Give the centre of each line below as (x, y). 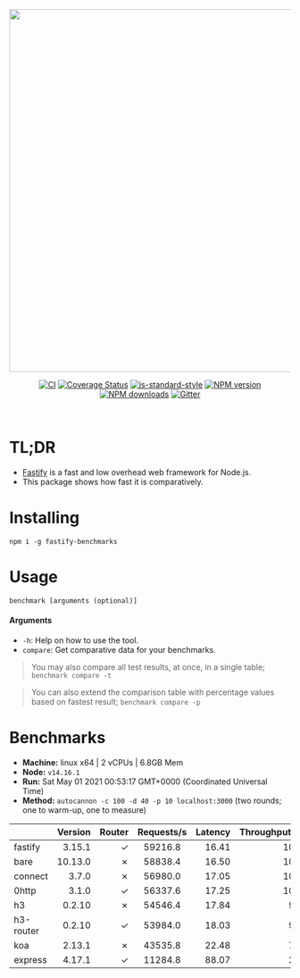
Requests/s (162, 832)
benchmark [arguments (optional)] (74, 601)
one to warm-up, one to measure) (84, 810)
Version (74, 832)
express (30, 959)
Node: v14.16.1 (51, 772)
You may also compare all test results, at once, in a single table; (148, 667)
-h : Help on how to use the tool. (80, 640)
